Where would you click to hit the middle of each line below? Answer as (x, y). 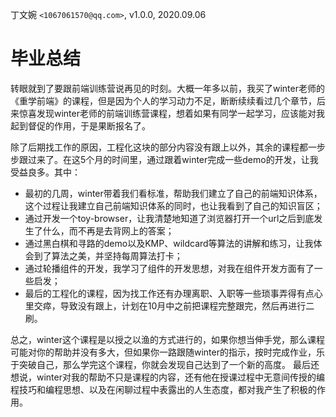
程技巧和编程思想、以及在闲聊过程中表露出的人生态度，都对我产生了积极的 (163, 389)
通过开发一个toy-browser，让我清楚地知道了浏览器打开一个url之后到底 (169, 218)
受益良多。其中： (45, 172)
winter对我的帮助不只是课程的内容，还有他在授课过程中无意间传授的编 (180, 377)
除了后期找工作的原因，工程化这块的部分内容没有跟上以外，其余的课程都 (159, 147)
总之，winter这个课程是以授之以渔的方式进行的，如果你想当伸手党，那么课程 (167, 339)
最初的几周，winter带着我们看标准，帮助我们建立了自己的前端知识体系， (173, 193)
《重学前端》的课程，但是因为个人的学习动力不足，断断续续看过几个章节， (163, 100)
